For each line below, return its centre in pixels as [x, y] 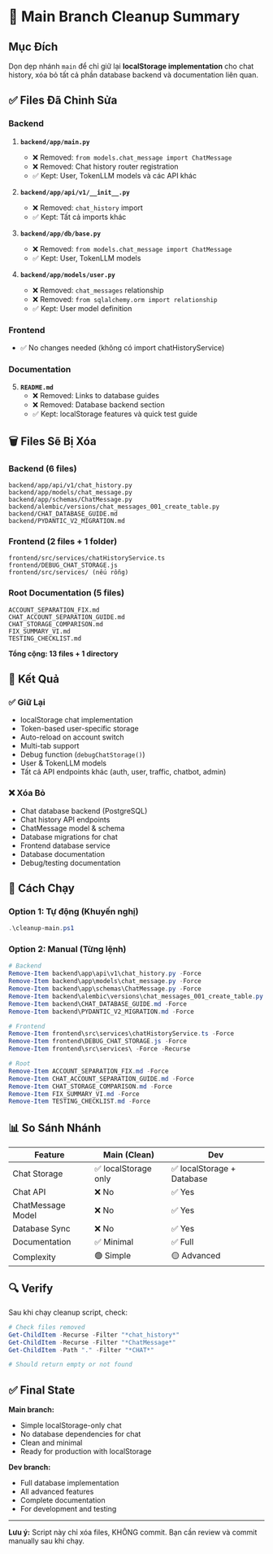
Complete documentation [63, 1500]
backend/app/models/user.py [67, 275]
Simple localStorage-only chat [71, 1425]
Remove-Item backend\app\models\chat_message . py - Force [105, 981]
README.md [37, 388]
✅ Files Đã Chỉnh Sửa [63, 101]
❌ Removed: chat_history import [88, 208]
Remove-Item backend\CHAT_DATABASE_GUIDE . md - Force [97, 1004]
